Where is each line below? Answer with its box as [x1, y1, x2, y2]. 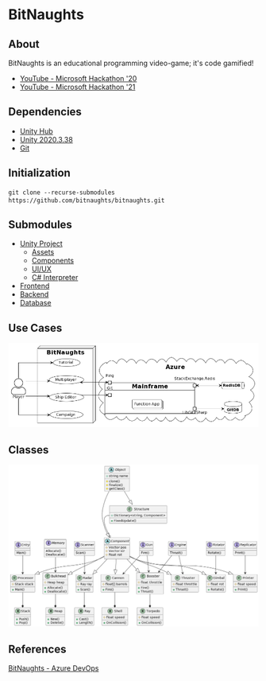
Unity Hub [19, 126, 53, 136]
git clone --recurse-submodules [8, 189, 115, 197]
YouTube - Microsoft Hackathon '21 [19, 82, 136, 91]
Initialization [8, 166, 71, 180]
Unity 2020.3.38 [19, 134, 73, 144]
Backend [19, 290, 49, 299]
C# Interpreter [31, 273, 79, 282]
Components [31, 256, 74, 266]
